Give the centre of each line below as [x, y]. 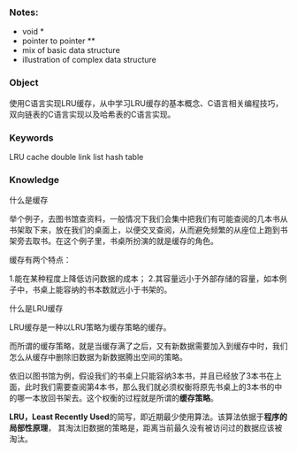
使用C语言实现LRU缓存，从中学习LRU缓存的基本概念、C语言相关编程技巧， [146, 103]
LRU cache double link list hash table [76, 157]
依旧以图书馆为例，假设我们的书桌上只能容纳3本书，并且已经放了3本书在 [142, 376]
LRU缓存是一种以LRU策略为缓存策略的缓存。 [90, 327]
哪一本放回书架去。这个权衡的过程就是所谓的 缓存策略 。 [117, 398]
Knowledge [34, 180]
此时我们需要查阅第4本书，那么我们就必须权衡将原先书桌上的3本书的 [149, 387]
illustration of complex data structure [89, 60]
